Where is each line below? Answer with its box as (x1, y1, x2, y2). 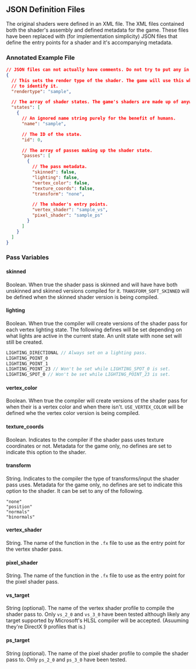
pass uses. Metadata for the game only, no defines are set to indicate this (6, 481, 183, 488)
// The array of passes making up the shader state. (21, 147, 153, 153)
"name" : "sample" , (21, 121, 66, 126)
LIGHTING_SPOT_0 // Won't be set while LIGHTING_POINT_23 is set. (6, 372, 171, 378)
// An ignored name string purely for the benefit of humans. (21, 115, 176, 122)
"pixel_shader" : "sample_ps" (32, 212, 103, 218)
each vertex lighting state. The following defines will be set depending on (6, 326, 183, 333)
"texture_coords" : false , (32, 186, 95, 191)
